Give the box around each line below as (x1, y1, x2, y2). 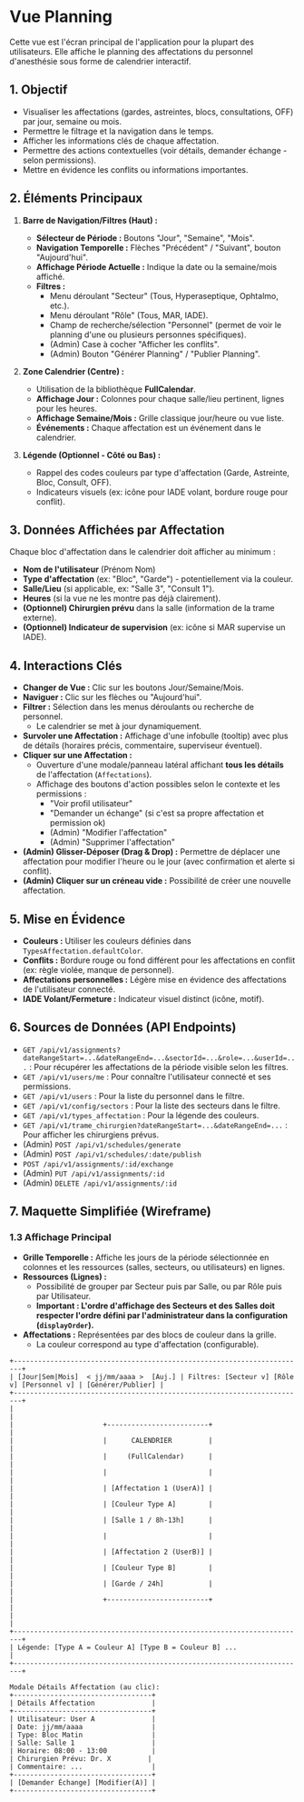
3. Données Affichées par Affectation (9, 522, 225, 537)
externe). (22, 612, 57, 624)
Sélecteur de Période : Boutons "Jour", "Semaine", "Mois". (35, 232, 255, 243)
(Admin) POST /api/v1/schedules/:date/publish (22, 1148, 201, 1159)
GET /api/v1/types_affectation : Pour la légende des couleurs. (22, 1109, 260, 1120)
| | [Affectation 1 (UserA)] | (9, 1484, 213, 1493)
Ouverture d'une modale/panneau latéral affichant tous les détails (35, 759, 284, 770)
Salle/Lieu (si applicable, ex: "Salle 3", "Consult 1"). (22, 584, 215, 595)
